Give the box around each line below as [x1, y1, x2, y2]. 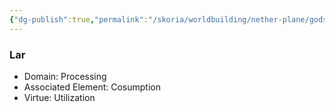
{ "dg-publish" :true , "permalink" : [9, 14, 149, 25]
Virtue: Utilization [23, 91, 96, 103]
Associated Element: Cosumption [23, 81, 161, 93]
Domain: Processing [23, 70, 107, 82]
